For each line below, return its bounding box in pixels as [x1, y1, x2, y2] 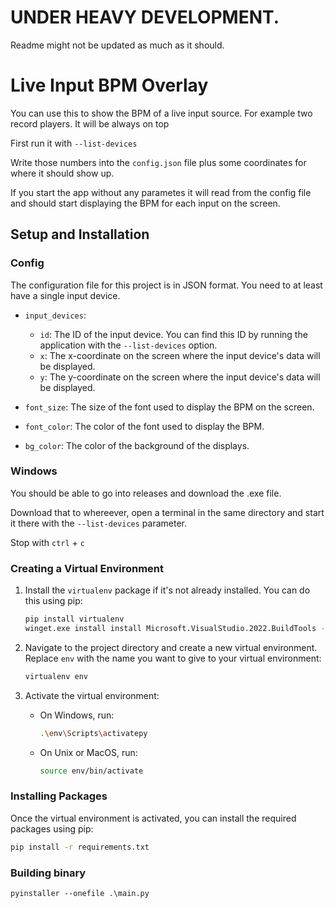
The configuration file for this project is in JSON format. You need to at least [10, 279, 323, 291]
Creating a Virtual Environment [10, 561, 164, 575]
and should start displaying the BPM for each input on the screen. [10, 197, 281, 209]
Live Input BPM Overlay [10, 74, 209, 97]
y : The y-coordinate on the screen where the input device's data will [39, 371, 321, 383]
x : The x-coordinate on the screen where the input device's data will [39, 349, 321, 361]
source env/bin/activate [39, 766, 144, 776]
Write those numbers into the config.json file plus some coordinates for [10, 156, 307, 168]
